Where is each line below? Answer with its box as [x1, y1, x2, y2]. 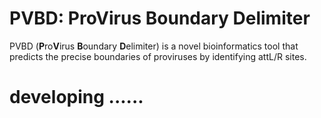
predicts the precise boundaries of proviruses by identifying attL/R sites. [9, 50, 307, 62]
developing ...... [9, 86, 144, 109]
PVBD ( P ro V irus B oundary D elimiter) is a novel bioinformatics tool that [9, 40, 299, 52]
